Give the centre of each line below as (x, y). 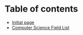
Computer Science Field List (41, 27)
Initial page (23, 22)
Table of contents (41, 9)
